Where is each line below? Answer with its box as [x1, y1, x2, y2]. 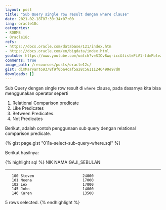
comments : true [5, 58, 37, 63]
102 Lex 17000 [11, 182, 94, 187]
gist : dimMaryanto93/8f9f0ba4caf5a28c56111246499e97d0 [5, 67, 121, 72]
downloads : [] [5, 72, 35, 77]
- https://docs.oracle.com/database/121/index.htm [5, 44, 112, 49]
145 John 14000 [11, 186, 94, 191]
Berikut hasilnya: [5, 149, 39, 156]
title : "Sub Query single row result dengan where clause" [5, 12, 129, 17]
